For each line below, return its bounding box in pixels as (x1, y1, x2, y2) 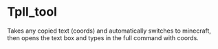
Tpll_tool (7, 4, 57, 20)
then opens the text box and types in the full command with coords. (7, 33, 199, 42)
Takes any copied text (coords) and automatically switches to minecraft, (7, 27, 212, 35)
